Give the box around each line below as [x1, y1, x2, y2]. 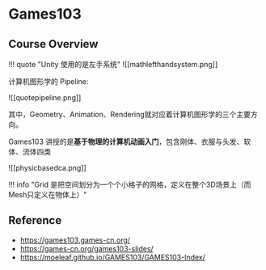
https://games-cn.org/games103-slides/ [19, 243, 154, 253]
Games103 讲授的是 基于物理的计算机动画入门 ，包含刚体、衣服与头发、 [8, 137, 244, 146]
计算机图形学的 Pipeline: [8, 77, 89, 86]
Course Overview [8, 37, 99, 51]
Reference [8, 213, 62, 227]
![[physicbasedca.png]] [8, 163, 87, 172]
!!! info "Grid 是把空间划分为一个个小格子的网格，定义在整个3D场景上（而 [8, 179, 251, 189]
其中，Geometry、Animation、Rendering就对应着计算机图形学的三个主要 [8, 110, 251, 119]
